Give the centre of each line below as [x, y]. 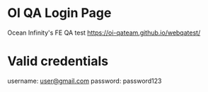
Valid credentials [58, 61]
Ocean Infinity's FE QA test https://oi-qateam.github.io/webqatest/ [104, 33]
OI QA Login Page [59, 13]
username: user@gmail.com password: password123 [85, 81]
